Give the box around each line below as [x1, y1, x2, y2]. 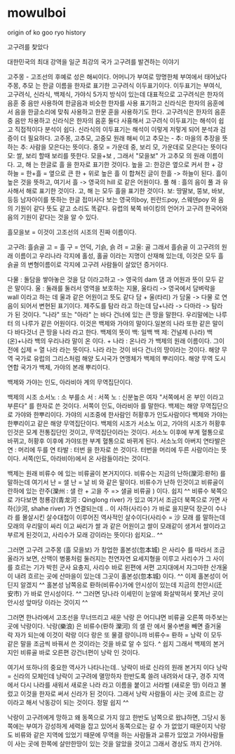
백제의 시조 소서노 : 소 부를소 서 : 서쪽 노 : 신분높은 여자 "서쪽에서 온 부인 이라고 [7, 392, 224, 401]
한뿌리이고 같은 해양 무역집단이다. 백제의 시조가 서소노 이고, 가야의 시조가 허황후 [7, 419, 227, 428]
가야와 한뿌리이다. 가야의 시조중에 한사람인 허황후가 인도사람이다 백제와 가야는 [14, 410, 229, 418]
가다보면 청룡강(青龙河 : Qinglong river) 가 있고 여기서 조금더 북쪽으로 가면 [14, 495, 221, 503]
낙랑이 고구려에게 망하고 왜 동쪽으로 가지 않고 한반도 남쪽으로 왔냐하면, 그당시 [7, 713, 219, 721]
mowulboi [7, 5, 67, 21]
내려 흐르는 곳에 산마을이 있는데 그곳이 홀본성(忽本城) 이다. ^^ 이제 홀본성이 [14, 571, 221, 580]
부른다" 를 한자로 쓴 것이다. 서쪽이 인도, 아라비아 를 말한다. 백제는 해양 [7, 402, 199, 410]
